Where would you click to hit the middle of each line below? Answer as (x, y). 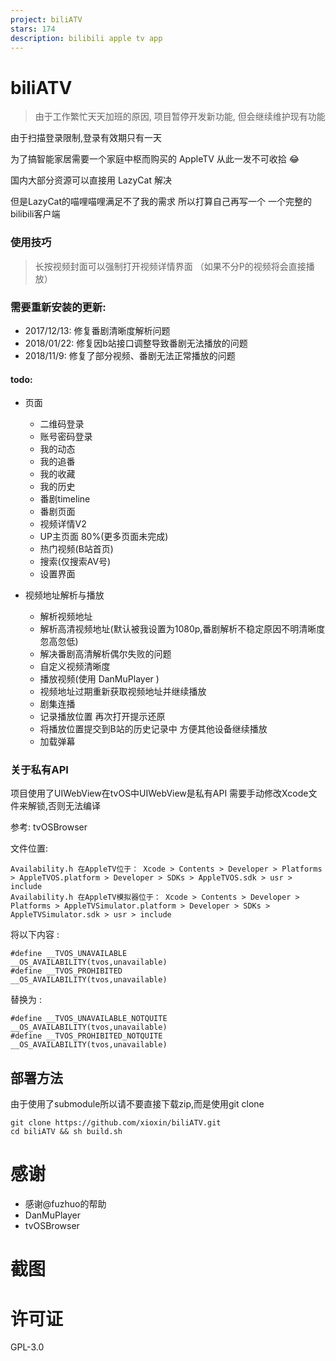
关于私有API (39, 770)
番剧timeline (65, 499)
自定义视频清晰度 (75, 667)
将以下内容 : (35, 935)
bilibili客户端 (35, 214)
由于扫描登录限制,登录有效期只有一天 (86, 138)
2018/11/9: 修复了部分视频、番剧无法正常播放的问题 (130, 355)
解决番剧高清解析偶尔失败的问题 (105, 654)
